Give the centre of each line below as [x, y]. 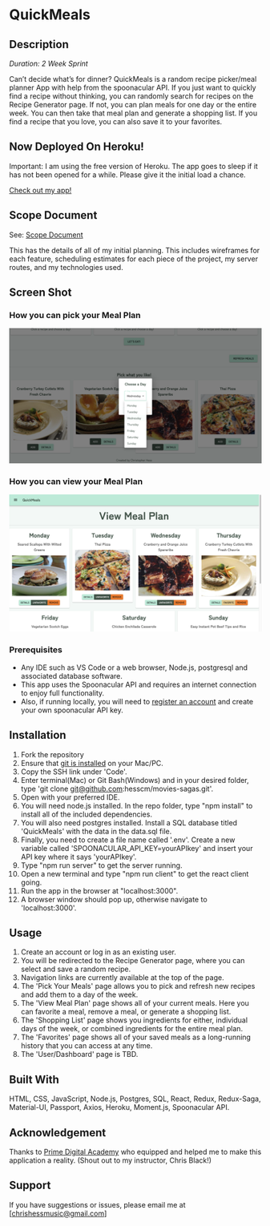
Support [30, 1186]
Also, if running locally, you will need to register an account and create [137, 701]
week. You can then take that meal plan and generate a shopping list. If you [133, 113]
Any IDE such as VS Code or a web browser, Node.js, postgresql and [134, 667]
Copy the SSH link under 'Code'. [74, 772]
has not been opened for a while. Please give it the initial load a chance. [128, 175]
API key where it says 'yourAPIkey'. [79, 857]
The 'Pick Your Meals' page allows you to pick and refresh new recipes [138, 986]
